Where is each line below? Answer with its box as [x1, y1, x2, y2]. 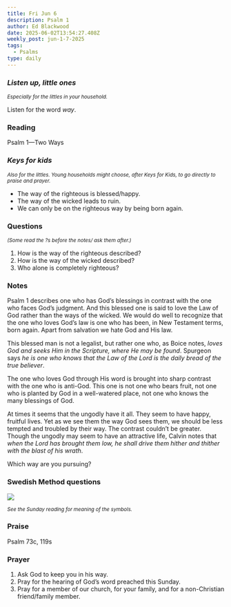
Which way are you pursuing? [7, 460, 92, 468]
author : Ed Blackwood [7, 23, 70, 30]
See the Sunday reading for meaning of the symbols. [7, 506, 132, 513]
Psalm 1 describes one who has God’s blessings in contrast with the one [7, 297, 212, 305]
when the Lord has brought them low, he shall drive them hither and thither [7, 439, 220, 448]
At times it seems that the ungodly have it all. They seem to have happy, [7, 410, 212, 418]
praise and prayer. [7, 177, 51, 184]
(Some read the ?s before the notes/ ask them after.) [7, 237, 132, 243]
